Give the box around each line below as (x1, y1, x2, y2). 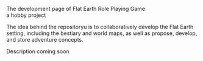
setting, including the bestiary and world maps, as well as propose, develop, (6, 30, 198, 37)
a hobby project (6, 11, 46, 19)
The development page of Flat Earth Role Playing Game (6, 5, 146, 12)
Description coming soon (6, 48, 69, 55)
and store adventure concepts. (6, 36, 84, 43)
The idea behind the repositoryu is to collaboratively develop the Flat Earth (6, 24, 194, 30)
